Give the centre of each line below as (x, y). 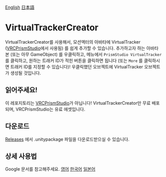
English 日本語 (20, 7)
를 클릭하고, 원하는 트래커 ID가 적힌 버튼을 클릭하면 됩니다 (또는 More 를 (74, 60)
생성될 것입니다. (26, 73)
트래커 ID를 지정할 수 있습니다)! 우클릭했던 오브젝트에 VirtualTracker (77, 66)
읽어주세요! (21, 90)
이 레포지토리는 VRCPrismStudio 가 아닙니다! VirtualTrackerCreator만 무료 (78, 103)
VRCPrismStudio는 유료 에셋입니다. (50, 109)
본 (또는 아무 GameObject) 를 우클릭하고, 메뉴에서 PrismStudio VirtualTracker (83, 54)
